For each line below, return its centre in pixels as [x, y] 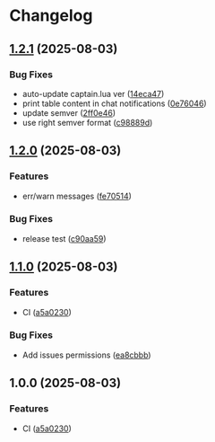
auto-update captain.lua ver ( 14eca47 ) [93, 93]
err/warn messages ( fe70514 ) [77, 196]
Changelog [51, 16]
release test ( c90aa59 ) [64, 238]
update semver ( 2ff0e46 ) [69, 112]
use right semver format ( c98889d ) [87, 122]
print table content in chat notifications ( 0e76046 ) [115, 103]
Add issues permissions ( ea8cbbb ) [86, 355]
